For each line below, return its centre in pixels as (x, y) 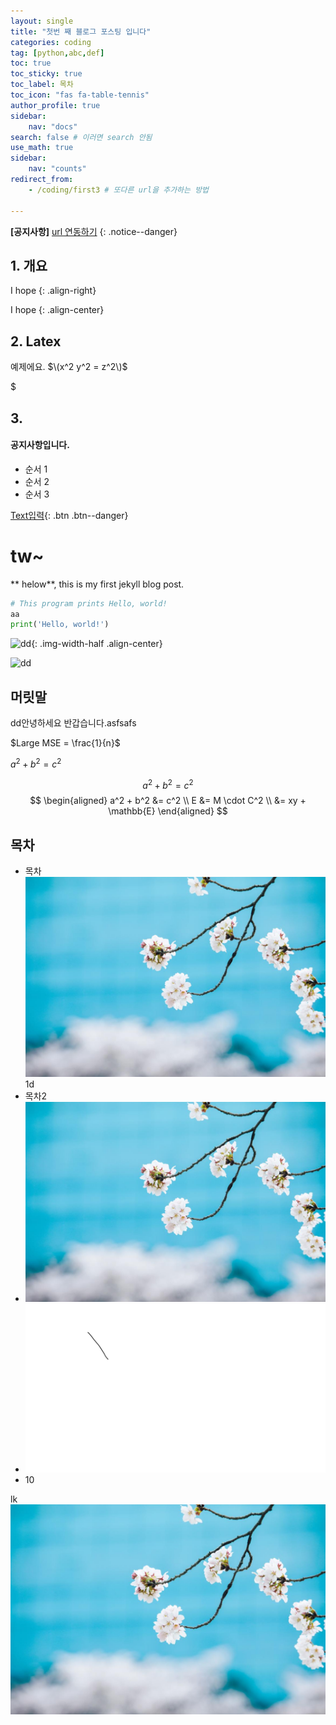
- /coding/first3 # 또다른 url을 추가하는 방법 (119, 190)
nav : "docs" (53, 126)
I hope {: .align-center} (57, 310)
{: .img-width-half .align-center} (97, 644)
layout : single (42, 21)
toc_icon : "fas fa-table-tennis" (80, 95)
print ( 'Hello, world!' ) (60, 625)
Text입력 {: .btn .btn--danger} (69, 515)
